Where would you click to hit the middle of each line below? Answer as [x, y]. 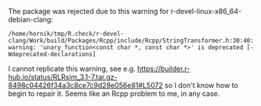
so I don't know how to [201, 85]
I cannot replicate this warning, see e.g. [72, 69]
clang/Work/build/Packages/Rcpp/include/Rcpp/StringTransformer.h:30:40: [131, 41]
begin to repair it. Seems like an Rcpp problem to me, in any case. [114, 94]
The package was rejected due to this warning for [89, 11]
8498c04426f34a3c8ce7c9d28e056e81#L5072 [85, 85]
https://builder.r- [163, 69]
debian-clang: [31, 19]
